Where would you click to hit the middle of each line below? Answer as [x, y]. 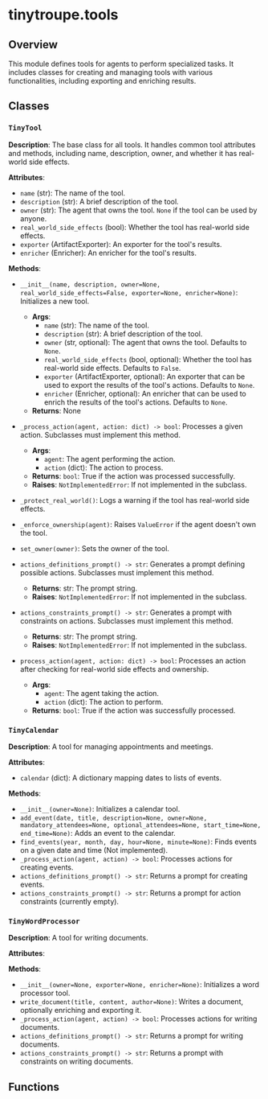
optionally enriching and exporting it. [81, 1011]
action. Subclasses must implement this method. [100, 434]
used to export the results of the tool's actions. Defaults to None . [149, 385]
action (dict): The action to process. [104, 467]
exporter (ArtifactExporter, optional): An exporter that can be [144, 377]
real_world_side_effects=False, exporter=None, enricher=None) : [129, 292]
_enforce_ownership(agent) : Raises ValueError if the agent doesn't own [138, 524]
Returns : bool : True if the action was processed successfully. [134, 475]
